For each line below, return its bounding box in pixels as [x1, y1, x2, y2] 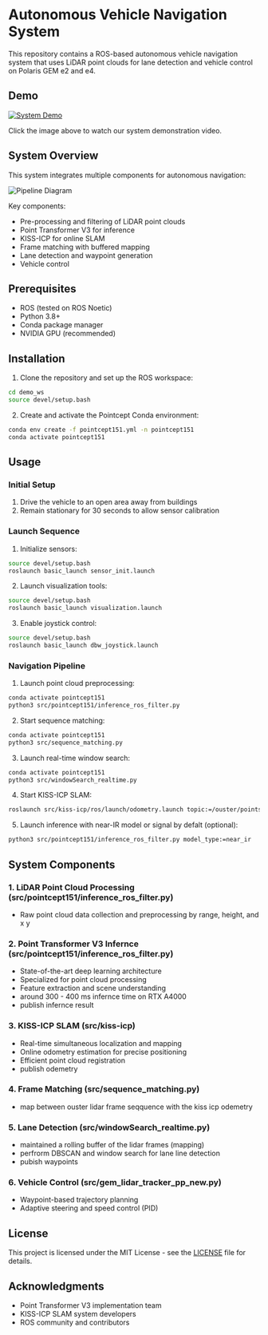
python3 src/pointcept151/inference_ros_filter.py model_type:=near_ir [8, 836, 251, 844]
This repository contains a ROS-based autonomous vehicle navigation [8, 49, 238, 58]
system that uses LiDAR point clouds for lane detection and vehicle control [8, 57, 254, 67]
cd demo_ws [8, 389, 45, 397]
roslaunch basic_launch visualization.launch [8, 604, 162, 612]
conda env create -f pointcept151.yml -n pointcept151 [8, 426, 195, 434]
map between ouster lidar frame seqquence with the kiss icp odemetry [19, 1102, 253, 1111]
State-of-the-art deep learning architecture [19, 966, 162, 976]
